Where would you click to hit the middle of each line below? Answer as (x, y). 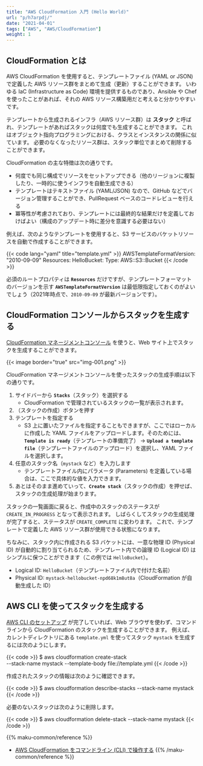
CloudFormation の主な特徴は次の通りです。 (61, 163)
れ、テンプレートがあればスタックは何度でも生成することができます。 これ (99, 127)
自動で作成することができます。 (56, 241)
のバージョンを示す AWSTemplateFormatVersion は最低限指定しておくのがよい (101, 286)
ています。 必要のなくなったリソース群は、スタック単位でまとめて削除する (99, 142)
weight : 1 (19, 35)
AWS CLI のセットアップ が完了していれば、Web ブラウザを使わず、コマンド (101, 622)
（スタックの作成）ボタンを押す (55, 410)
